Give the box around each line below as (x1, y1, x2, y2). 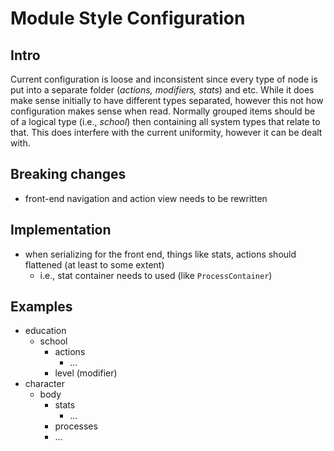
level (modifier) (54, 367, 118, 379)
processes (54, 420, 98, 432)
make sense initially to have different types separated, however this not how (10, 95, 324, 106)
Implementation (10, 222, 112, 239)
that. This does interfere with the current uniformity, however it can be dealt (10, 127, 323, 138)
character (24, 378, 65, 390)
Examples (10, 298, 73, 316)
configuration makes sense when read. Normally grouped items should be (10, 105, 316, 117)
